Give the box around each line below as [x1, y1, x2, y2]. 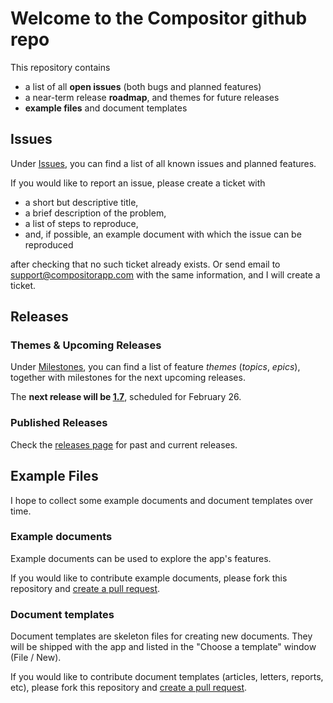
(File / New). [10, 652, 62, 664]
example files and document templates [24, 102, 188, 114]
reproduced [24, 238, 74, 251]
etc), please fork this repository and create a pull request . [10, 682, 248, 694]
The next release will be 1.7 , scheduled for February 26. [10, 391, 242, 403]
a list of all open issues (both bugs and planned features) [24, 80, 262, 92]
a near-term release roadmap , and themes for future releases [24, 91, 280, 103]
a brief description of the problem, [24, 207, 167, 219]
